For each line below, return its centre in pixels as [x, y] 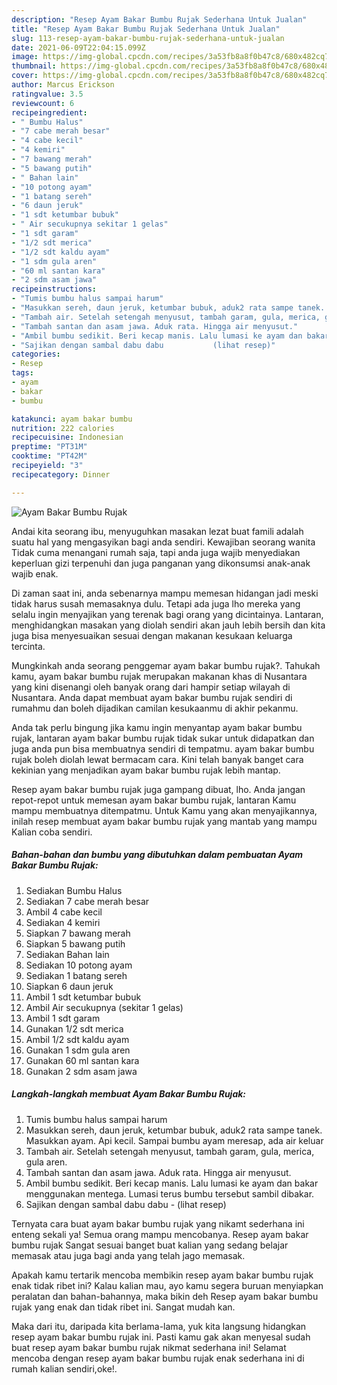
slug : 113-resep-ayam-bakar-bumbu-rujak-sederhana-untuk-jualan [148, 38]
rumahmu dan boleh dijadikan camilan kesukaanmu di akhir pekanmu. [155, 708]
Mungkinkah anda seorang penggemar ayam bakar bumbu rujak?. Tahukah [166, 665]
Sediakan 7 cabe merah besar [87, 901]
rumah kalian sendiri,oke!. [64, 1368]
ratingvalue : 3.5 [47, 94]
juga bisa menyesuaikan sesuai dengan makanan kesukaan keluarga [152, 635]
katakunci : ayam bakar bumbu [72, 419]
